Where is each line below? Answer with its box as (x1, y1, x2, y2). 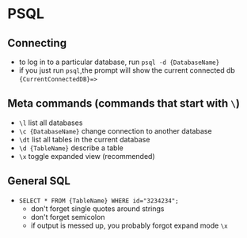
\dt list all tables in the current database (18, 134, 150, 144)
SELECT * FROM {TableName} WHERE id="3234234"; (18, 197, 179, 205)
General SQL (7, 175, 70, 188)
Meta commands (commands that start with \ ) (7, 96, 241, 111)
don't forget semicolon (30, 212, 105, 221)
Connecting (7, 36, 67, 50)
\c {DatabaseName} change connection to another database (18, 126, 212, 135)
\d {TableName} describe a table (18, 143, 123, 153)
